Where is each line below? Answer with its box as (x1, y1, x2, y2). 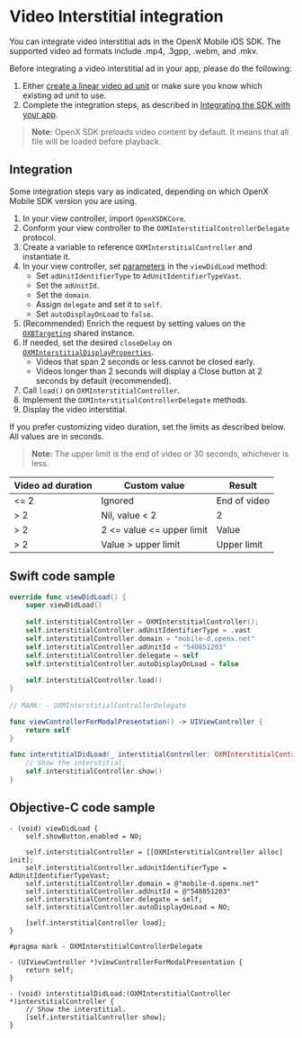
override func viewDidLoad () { (9, 592, 127, 601)
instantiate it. (22, 251, 71, 262)
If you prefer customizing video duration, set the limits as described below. (9, 421, 286, 432)
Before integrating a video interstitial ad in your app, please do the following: (9, 63, 292, 74)
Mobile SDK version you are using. (9, 195, 138, 206)
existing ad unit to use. (22, 90, 107, 101)
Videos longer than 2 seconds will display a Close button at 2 (35, 366, 262, 377)
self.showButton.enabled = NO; (25, 831, 143, 841)
